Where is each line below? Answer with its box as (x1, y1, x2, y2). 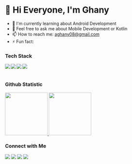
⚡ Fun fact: (12, 39, 34, 44)
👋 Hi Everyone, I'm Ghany (5, 4, 109, 16)
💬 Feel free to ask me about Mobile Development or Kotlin (12, 25, 128, 31)
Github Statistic (5, 81, 43, 88)
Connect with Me (5, 143, 47, 149)
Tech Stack (5, 52, 33, 59)
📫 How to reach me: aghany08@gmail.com (12, 31, 100, 37)
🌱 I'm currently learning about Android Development (12, 20, 116, 26)
